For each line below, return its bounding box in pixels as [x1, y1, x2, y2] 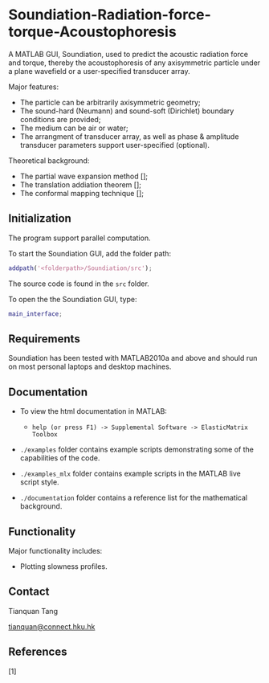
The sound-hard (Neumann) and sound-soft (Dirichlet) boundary [19, 106, 234, 116]
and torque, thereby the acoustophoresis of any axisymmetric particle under [8, 58, 261, 67]
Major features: [8, 82, 59, 92]
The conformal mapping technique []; [19, 188, 145, 198]
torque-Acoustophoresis [8, 22, 177, 41]
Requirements [8, 332, 80, 346]
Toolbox [31, 431, 58, 439]
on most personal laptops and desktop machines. [8, 362, 172, 371]
